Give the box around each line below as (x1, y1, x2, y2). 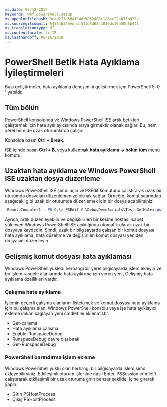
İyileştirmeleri (5, 67, 64, 79)
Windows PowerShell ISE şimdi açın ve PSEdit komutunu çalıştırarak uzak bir (5, 188, 162, 194)
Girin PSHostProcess (12, 391, 56, 397)
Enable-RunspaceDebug (12, 331, 63, 337)
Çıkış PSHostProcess (12, 396, 56, 402)
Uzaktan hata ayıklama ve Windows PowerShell (5, 167, 156, 175)
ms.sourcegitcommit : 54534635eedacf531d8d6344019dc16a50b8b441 (5, 21, 139, 26)
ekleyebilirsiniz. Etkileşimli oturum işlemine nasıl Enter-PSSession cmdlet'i (5, 370, 156, 377)
